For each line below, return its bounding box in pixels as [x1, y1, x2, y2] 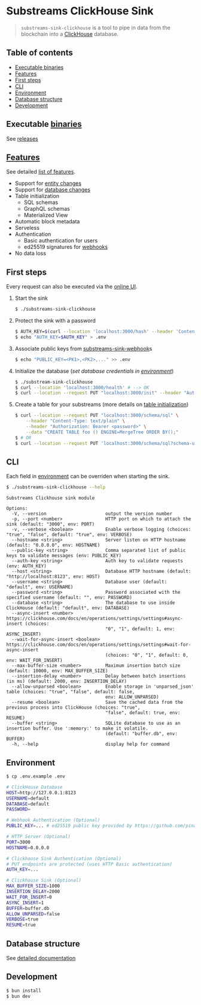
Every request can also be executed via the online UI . [6, 283, 138, 290]
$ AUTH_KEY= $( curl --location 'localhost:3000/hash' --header [14, 329, 173, 335]
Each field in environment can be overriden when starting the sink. [6, 473, 170, 480]
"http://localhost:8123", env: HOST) [6, 573, 100, 580]
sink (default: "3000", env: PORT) [6, 521, 95, 527]
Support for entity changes [14, 180, 82, 187]
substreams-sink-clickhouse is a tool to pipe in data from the [20, 24, 170, 31]
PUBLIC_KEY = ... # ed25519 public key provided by [6, 823, 133, 829]
